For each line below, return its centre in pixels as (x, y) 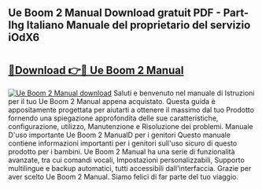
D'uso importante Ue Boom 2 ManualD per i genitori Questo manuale (119, 135)
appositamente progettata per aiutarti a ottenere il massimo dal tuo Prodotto (131, 110)
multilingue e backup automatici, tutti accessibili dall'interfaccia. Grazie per (130, 168)
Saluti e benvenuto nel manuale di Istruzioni (184, 93)
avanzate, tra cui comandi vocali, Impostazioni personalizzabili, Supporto (127, 160)
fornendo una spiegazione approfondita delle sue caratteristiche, (113, 118)
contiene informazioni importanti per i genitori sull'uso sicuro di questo (123, 143)
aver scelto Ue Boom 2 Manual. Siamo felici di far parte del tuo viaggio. (123, 177)
